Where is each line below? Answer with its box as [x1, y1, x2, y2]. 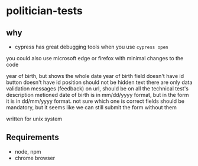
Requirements [6, 132, 59, 142]
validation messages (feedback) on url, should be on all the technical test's [6, 85, 189, 92]
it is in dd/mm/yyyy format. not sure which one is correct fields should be [6, 97, 185, 105]
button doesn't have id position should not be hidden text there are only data [6, 79, 193, 86]
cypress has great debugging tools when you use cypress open [14, 43, 168, 50]
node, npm [14, 148, 41, 155]
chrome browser [14, 154, 55, 161]
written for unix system [6, 115, 63, 122]
